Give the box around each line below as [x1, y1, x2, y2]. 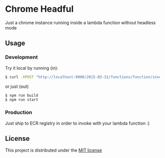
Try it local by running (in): [5, 65, 58, 71]
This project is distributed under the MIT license [5, 147, 102, 153]
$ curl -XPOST [5, 75, 34, 79]
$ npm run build [5, 93, 38, 98]
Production [5, 109, 32, 116]
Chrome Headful [5, 3, 74, 15]
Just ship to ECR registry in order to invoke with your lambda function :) [5, 120, 150, 126]
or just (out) [5, 83, 29, 89]
